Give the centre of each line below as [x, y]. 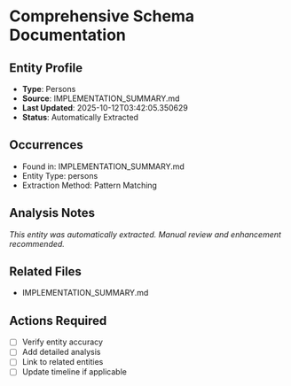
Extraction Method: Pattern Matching [90, 185]
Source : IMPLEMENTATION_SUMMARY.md [101, 98]
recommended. [37, 243]
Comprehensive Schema [102, 16]
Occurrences [46, 145]
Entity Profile [46, 68]
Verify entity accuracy [63, 342]
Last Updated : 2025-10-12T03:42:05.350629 [105, 108]
